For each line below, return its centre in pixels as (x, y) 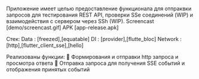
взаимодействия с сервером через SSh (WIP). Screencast (80, 21)
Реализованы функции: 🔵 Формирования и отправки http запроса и (92, 57)
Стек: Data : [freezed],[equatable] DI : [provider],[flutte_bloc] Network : (94, 39)
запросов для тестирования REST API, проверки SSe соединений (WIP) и (99, 15)
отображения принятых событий (48, 69)
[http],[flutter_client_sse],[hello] (45, 45)
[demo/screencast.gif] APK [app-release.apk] (62, 27)
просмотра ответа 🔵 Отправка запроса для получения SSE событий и (96, 63)
